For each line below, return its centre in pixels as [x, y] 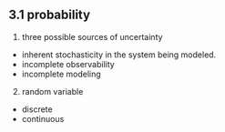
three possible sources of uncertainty [92, 36]
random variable [52, 91]
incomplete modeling [61, 74]
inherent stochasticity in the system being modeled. [119, 55]
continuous [43, 118]
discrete [37, 109]
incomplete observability [68, 64]
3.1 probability [50, 15]
